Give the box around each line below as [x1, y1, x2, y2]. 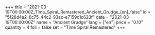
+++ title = [5, 4, 27, 10]
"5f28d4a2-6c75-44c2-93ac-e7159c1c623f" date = [5, 14, 109, 20]
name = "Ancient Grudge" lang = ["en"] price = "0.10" [36, 19, 143, 25]
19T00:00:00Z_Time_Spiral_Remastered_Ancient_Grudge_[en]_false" [5, 9, 142, 15]
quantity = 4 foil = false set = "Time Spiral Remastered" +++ [5, 24, 125, 30]
